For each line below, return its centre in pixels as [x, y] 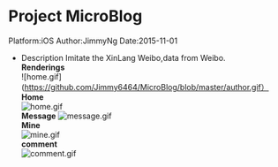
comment [39, 144]
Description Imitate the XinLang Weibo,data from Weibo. [123, 57]
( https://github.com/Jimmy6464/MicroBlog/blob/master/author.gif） [145, 87]
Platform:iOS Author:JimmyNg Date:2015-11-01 [93, 41]
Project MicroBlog [75, 16]
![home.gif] [41, 76]
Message [38, 116]
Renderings [43, 67]
